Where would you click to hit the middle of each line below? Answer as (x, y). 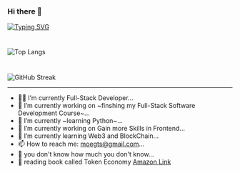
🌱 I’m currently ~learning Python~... (70, 120)
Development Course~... (54, 113)
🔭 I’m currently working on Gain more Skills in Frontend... (101, 128)
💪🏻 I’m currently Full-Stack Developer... (75, 98)
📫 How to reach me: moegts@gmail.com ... (81, 144)
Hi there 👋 (25, 11)
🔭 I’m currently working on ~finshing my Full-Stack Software (106, 105)
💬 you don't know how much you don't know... (86, 154)
